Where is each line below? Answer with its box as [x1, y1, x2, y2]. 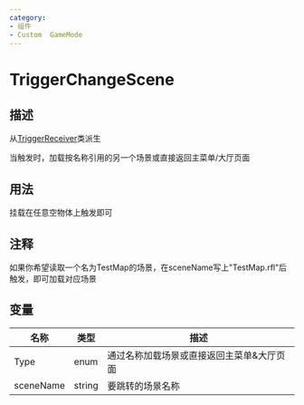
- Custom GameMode [9, 30, 83, 39]
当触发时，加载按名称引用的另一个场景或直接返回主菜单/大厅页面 [9, 152, 251, 163]
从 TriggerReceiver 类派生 [9, 133, 101, 144]
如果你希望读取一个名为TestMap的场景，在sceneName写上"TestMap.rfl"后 [9, 262, 288, 273]
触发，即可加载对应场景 [9, 274, 97, 284]
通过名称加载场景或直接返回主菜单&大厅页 [107, 349, 286, 362]
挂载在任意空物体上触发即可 [9, 207, 113, 218]
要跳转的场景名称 [107, 380, 181, 392]
